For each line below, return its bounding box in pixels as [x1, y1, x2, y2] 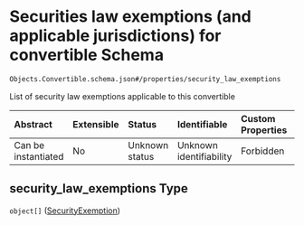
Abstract [14, 117, 52, 130]
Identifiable [176, 117, 228, 130]
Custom [241, 112, 276, 125]
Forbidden [241, 145, 285, 157]
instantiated [14, 150, 64, 163]
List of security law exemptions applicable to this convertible [9, 90, 235, 101]
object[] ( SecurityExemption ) [9, 205, 120, 216]
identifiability [176, 150, 233, 163]
